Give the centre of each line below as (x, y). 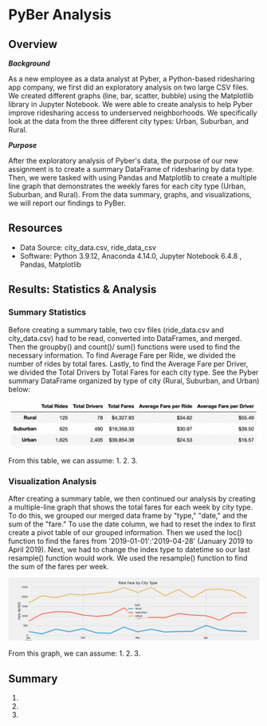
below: (19, 389)
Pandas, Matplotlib (51, 264)
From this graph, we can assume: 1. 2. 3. (75, 653)
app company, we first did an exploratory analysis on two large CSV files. (128, 87)
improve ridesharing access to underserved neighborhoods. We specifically (133, 113)
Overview (33, 44)
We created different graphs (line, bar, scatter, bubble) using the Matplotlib (131, 96)
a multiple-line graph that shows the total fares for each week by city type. (131, 507)
